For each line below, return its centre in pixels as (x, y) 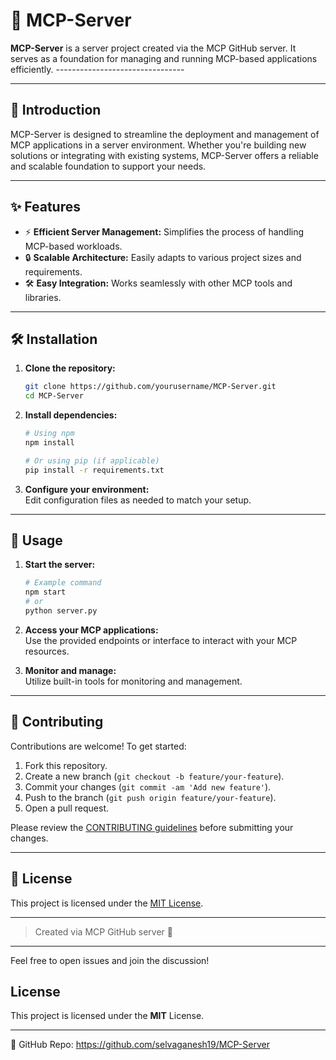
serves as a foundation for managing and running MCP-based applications (164, 58)
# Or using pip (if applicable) (92, 460)
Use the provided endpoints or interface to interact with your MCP (161, 640)
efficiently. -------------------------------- (97, 69)
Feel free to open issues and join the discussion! (110, 960)
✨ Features (45, 207)
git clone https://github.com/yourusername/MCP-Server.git (150, 387)
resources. (47, 651)
